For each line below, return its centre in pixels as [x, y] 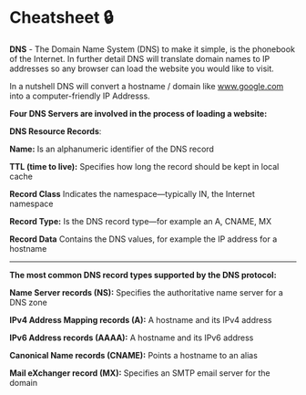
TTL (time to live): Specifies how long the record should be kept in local [144, 166]
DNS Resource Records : [56, 131]
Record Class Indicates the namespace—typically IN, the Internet [132, 193]
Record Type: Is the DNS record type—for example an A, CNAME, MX [141, 221]
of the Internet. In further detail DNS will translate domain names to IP [140, 58]
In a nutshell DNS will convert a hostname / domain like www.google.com [147, 86]
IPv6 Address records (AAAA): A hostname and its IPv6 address [132, 338]
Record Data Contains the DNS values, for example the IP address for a [143, 239]
